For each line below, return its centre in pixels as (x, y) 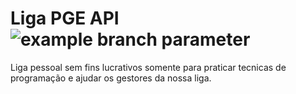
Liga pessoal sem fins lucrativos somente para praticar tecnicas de (148, 67)
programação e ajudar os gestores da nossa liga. (111, 78)
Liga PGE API (65, 18)
